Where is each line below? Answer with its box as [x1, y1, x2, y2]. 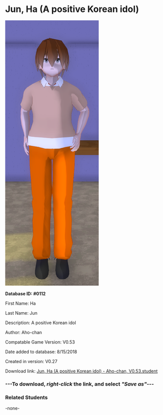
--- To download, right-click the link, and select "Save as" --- [5, 381, 155, 388]
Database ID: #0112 [5, 291, 46, 297]
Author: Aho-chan [5, 329, 42, 335]
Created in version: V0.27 [5, 358, 58, 364]
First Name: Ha [5, 300, 36, 306]
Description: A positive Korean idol [5, 320, 76, 326]
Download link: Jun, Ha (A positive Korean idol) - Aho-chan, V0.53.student [5, 368, 158, 374]
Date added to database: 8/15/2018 [5, 349, 77, 355]
